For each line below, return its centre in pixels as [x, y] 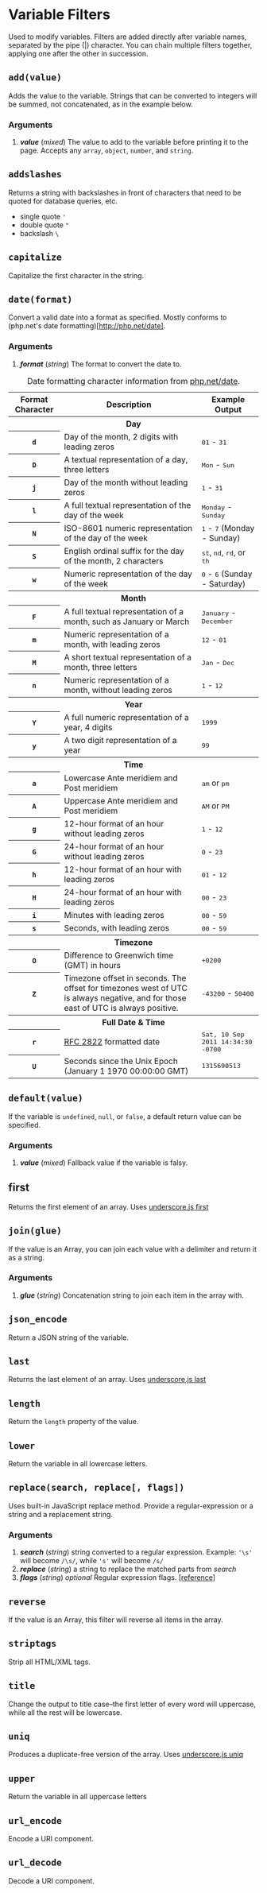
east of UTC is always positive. [121, 1008]
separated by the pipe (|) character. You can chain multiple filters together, [130, 45]
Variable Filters [60, 15]
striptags [33, 1644]
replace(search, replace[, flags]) [97, 1488]
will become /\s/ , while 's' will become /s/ [92, 1561]
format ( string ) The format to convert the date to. [101, 364]
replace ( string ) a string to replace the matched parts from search [128, 1569]
